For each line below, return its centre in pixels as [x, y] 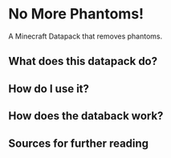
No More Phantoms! [76, 14]
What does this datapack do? [83, 61]
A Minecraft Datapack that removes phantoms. [85, 36]
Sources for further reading [79, 143]
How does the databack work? [86, 116]
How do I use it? [49, 89]
